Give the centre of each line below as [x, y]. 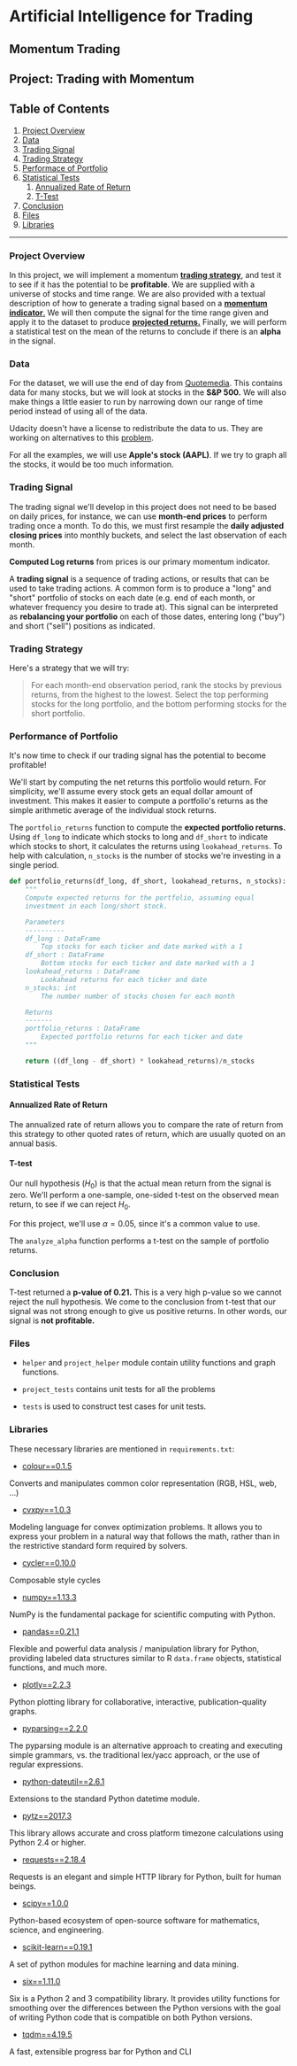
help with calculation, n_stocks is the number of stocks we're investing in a [145, 855]
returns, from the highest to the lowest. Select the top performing [149, 694]
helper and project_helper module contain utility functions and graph [148, 1363]
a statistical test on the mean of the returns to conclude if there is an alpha [145, 332]
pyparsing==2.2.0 [55, 1728]
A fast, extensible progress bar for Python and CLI [100, 2051]
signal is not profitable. [52, 1320]
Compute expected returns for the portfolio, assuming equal [140, 898]
